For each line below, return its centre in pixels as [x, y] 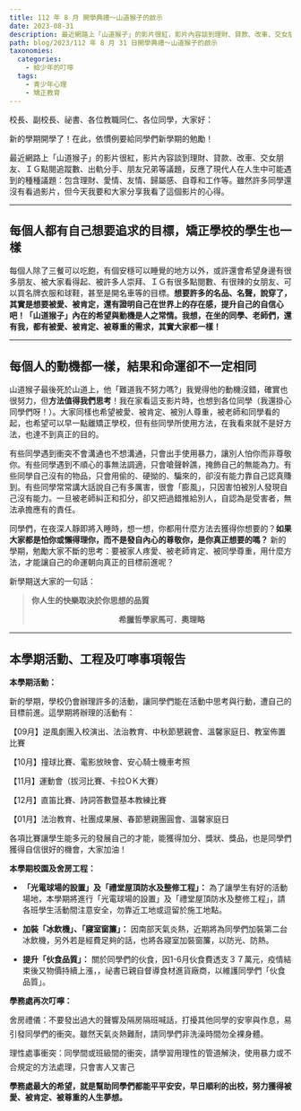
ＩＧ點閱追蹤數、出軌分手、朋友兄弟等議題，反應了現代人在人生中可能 [154, 169]
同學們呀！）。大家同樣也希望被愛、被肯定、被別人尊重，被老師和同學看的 [145, 412]
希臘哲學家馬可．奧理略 [161, 619]
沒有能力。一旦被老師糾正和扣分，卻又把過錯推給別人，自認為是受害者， [150, 498]
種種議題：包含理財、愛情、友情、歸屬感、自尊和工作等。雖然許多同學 [154, 179]
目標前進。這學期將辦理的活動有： [72, 712]
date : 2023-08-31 [42, 26]
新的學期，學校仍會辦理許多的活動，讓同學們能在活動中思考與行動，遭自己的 [150, 701]
